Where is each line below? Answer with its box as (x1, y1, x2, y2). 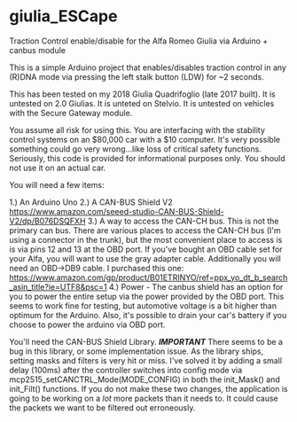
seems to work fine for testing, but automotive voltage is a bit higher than (9, 300, 277, 311)
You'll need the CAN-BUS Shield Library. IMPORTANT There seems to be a (9, 336, 284, 347)
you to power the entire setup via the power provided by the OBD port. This (9, 291, 285, 301)
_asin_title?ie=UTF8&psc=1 (9, 281, 108, 292)
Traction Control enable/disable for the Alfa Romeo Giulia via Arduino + (9, 35, 269, 46)
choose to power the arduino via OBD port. (9, 319, 166, 330)
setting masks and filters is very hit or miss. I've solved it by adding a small (9, 355, 282, 365)
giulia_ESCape (9, 6, 118, 27)
